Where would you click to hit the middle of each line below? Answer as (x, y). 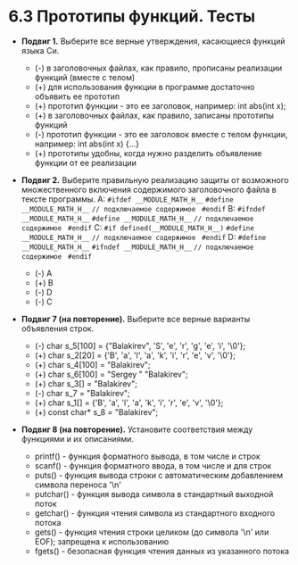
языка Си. (40, 50)
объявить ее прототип (77, 96)
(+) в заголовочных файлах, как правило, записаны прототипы (154, 115)
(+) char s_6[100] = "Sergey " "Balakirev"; (111, 374)
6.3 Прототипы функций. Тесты (132, 17)
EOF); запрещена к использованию (102, 541)
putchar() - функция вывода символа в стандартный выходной (154, 494)
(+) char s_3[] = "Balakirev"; (86, 383)
